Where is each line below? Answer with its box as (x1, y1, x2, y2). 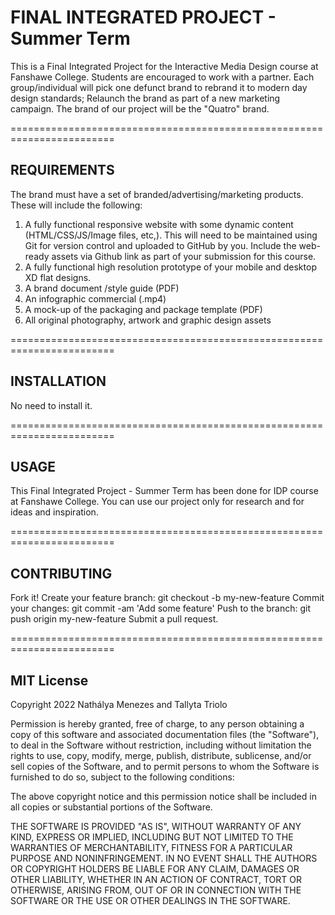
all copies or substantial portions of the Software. (10, 801, 213, 813)
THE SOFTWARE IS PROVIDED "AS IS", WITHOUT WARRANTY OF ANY (10, 821, 302, 832)
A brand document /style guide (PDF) (24, 282, 180, 294)
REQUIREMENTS (10, 162, 115, 179)
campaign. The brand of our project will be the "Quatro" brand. (10, 102, 270, 115)
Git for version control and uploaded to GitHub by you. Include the (24, 239, 297, 251)
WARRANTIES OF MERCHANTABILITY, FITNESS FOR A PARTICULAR (10, 842, 293, 853)
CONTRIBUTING (10, 565, 113, 582)
